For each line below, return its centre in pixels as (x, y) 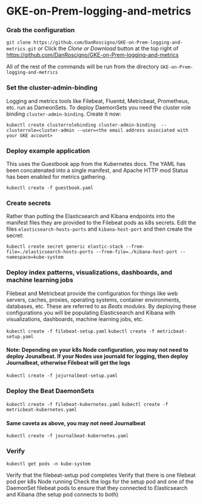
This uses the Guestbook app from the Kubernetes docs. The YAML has (96, 164)
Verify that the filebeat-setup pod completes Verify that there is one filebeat (101, 475)
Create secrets (29, 203)
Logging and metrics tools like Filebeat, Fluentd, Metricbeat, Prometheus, (98, 101)
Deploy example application (48, 151)
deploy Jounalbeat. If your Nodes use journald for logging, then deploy (97, 356)
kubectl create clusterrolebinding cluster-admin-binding (81, 125)
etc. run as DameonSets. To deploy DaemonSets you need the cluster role (99, 107)
